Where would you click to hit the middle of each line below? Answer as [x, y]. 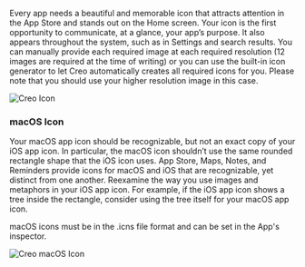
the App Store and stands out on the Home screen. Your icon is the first [143, 23]
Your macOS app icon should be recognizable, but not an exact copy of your [152, 142]
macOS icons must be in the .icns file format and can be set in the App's [144, 227]
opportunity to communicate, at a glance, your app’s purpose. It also [137, 32]
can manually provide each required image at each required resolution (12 [148, 52]
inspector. [28, 236]
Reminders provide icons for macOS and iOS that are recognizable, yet [142, 171]
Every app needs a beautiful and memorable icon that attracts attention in [147, 13]
